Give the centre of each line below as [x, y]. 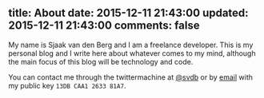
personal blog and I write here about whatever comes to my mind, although [132, 53]
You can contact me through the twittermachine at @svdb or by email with [131, 77]
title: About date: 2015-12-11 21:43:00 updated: [129, 13]
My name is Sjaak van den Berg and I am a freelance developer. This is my [131, 45]
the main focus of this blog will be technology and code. [101, 61]
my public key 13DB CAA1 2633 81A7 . [67, 85]
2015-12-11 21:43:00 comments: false [104, 26]
